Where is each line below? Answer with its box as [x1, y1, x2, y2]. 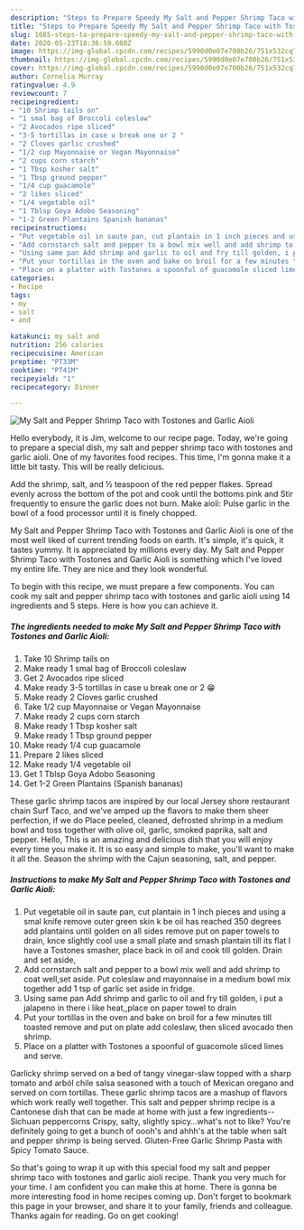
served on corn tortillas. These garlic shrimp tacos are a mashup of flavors [10, 1087, 288, 1098]
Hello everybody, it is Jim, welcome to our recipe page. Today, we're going [10, 433, 289, 444]
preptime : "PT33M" [10, 357, 79, 366]
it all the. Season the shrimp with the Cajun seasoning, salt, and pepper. [10, 853, 277, 864]
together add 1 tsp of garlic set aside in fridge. [23, 983, 196, 994]
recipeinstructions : [10, 223, 88, 232]
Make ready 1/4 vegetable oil [23, 759, 132, 770]
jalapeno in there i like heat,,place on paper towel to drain [23, 1002, 237, 1013]
